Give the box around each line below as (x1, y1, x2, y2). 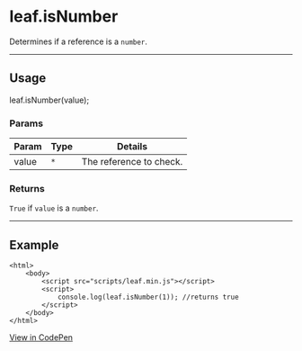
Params (9, 117, 43, 130)
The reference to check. (81, 156, 183, 168)
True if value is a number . (9, 202, 99, 213)
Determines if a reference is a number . (9, 36, 148, 47)
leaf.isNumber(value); (9, 94, 90, 105)
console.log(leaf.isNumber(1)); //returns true (57, 292, 240, 302)
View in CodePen (9, 332, 74, 343)
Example (9, 237, 59, 253)
